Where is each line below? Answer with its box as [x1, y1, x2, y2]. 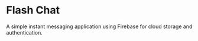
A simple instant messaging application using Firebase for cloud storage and [6, 23, 193, 30]
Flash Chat [6, 4, 60, 17]
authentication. [6, 29, 43, 36]
